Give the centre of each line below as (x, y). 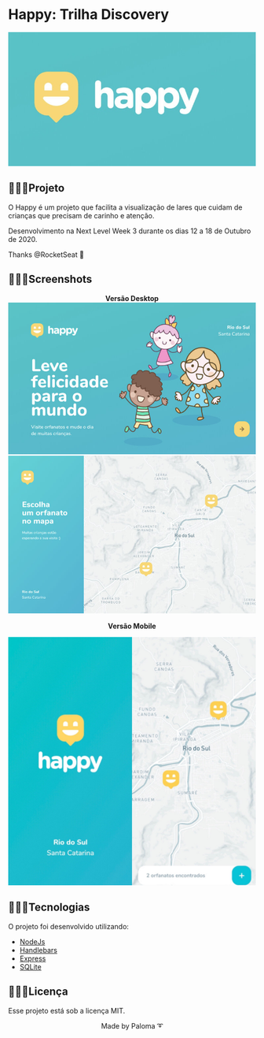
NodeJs (32, 941)
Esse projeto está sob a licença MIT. (67, 1010)
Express (33, 958)
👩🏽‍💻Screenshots (50, 279)
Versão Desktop (132, 298)
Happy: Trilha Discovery (89, 15)
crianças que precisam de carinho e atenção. (81, 215)
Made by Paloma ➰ (132, 1025)
